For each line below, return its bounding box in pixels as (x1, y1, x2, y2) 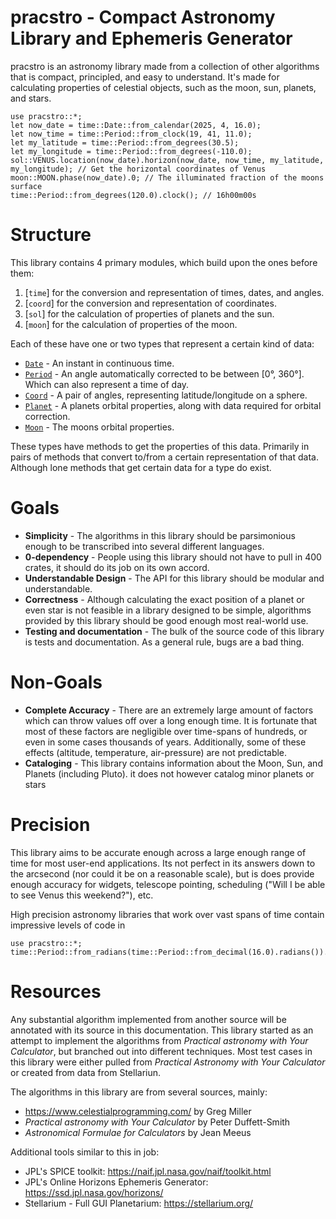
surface (10, 181, 43, 191)
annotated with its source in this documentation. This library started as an (10, 1024, 314, 1036)
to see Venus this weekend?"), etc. (10, 889, 154, 901)
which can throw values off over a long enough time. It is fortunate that (24, 714, 318, 726)
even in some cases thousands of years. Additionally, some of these (24, 736, 307, 748)
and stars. (10, 92, 52, 104)
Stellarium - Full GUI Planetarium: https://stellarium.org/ (24, 1197, 254, 1209)
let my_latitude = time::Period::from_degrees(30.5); (10, 137, 240, 148)
